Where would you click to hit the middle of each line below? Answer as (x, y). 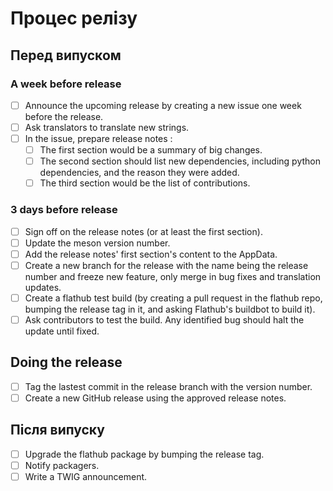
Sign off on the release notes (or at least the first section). (143, 231)
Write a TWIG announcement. (86, 476)
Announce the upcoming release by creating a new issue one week (163, 105)
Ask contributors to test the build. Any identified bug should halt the (164, 319)
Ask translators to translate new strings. (107, 127)
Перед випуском (66, 55)
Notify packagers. (62, 465)
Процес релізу (74, 18)
